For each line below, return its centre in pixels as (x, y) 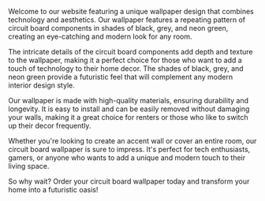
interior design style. (41, 85)
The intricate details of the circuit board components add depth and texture (131, 52)
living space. (29, 166)
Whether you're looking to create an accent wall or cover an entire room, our (132, 141)
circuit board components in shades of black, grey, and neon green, (118, 28)
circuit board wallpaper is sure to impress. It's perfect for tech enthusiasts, (129, 149)
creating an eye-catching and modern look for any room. (100, 36)
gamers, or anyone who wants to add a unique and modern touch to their (127, 158)
